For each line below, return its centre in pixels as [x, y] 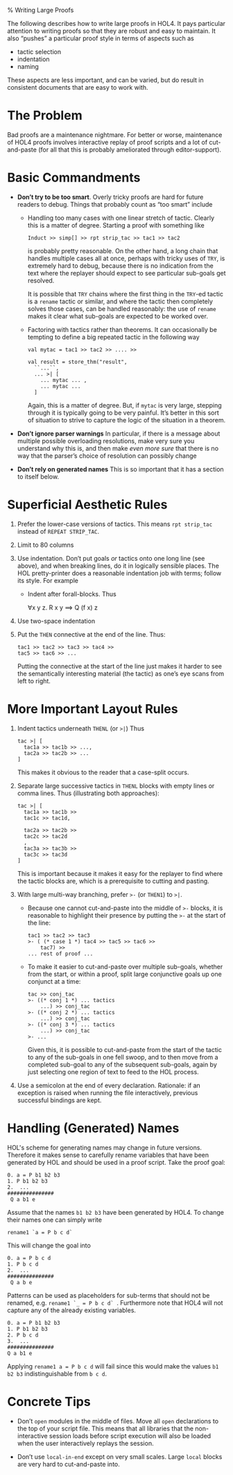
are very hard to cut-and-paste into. [68, 1464]
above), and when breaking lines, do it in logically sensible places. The [118, 566]
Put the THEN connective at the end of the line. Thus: [91, 634]
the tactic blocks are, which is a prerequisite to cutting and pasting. [113, 881]
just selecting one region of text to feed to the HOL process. [113, 1071]
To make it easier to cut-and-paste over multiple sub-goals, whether [125, 966]
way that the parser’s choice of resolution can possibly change [107, 456]
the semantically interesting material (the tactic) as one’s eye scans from [121, 673]
